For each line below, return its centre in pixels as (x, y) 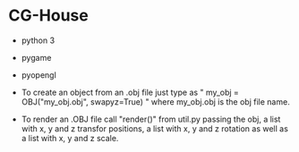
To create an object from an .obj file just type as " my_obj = (130, 92)
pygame (36, 57)
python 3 (38, 40)
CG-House (48, 16)
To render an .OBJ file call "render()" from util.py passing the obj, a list (151, 119)
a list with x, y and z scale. (70, 138)
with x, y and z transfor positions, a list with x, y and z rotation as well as (154, 128)
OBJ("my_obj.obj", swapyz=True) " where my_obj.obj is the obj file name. (155, 101)
